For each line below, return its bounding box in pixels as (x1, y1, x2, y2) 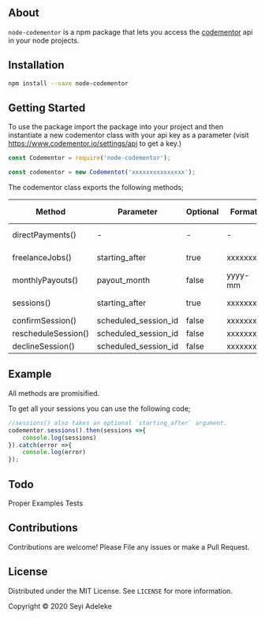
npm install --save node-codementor (8, 79, 129, 88)
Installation (8, 58, 65, 72)
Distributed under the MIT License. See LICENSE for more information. (8, 586, 233, 595)
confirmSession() (12, 315, 77, 326)
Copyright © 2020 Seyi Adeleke (8, 601, 112, 610)
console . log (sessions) (22, 434, 97, 442)
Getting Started (8, 101, 86, 114)
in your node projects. (8, 35, 80, 45)
